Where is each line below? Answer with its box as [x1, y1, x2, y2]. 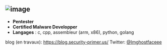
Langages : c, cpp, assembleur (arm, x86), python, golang [12, 29, 134, 35]
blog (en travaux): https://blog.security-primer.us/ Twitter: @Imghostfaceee [5, 39, 162, 45]
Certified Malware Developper [12, 24, 78, 30]
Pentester [12, 18, 34, 24]
